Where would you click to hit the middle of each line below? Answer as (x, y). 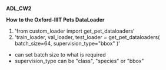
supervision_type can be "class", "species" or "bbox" (79, 61)
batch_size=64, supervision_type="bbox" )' (67, 43)
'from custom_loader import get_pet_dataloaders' (74, 31)
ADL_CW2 (19, 8)
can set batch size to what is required (60, 55)
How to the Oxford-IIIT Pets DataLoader (55, 20)
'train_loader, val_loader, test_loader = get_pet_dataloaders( (87, 37)
